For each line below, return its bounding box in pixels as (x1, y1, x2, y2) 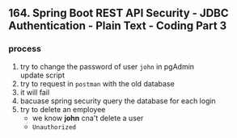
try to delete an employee (19, 104, 106, 114)
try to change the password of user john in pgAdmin (19, 61, 195, 71)
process (8, 44, 42, 55)
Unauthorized (32, 123, 77, 132)
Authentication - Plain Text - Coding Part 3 (8, 19, 227, 33)
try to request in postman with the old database (19, 78, 176, 88)
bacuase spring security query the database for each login (19, 96, 216, 106)
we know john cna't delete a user (32, 113, 144, 123)
